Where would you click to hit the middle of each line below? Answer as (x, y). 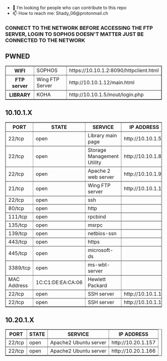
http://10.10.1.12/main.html (102, 82)
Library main (102, 135)
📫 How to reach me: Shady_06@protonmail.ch (60, 13)
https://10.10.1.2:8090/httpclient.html (114, 70)
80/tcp (16, 208)
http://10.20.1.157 (133, 343)
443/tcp (18, 241)
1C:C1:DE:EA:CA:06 (59, 282)
